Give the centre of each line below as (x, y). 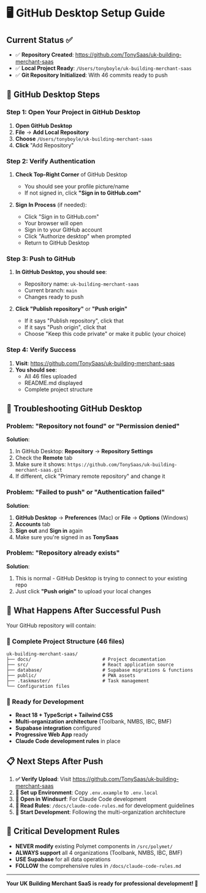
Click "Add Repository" (44, 145)
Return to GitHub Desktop (57, 243)
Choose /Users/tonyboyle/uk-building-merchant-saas (84, 138)
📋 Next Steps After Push (55, 761)
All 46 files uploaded (51, 376)
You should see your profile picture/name (77, 186)
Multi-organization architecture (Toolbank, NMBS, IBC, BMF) (93, 722)
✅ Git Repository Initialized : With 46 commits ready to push (91, 75)
